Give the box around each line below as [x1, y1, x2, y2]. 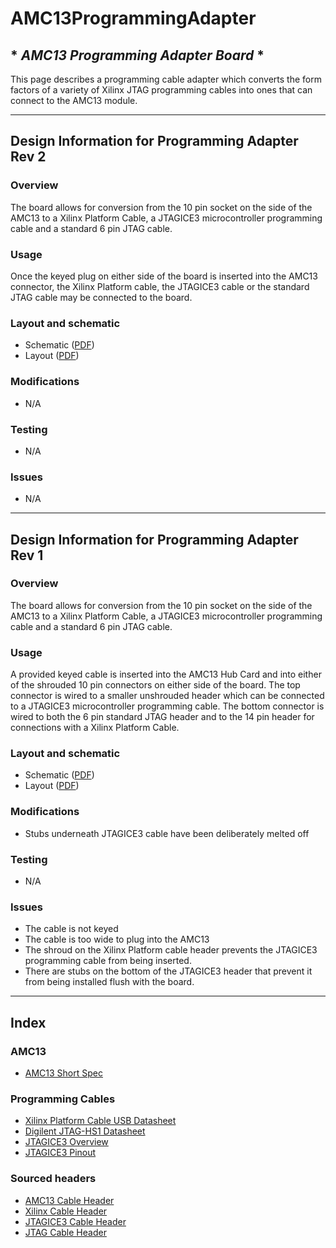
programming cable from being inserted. [24, 955, 192, 967]
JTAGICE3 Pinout [24, 1147, 97, 1159]
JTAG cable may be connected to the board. [10, 291, 193, 303]
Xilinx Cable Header [24, 1205, 108, 1217]
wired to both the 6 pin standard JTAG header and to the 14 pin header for [10, 711, 315, 723]
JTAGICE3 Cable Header [24, 1215, 127, 1227]
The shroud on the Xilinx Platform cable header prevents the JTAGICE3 [24, 944, 318, 956]
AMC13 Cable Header [24, 1194, 115, 1206]
